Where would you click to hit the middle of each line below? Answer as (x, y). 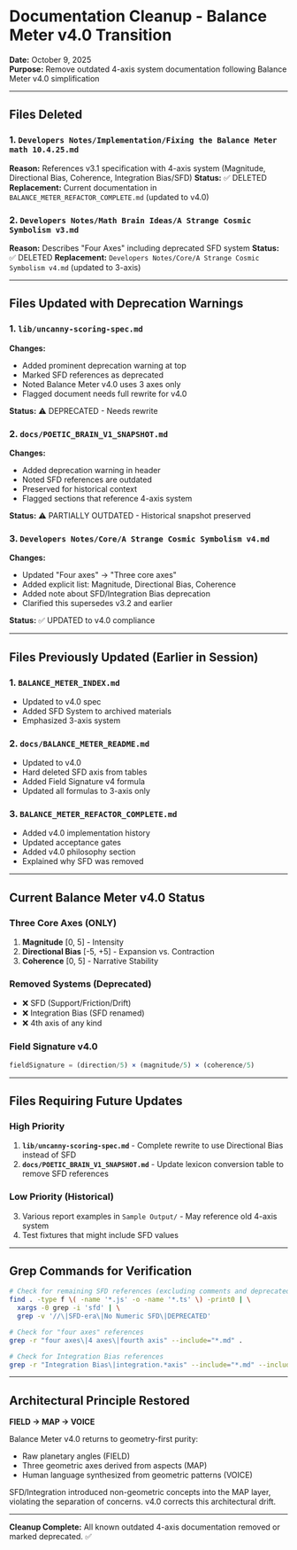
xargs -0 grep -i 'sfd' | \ (69, 1308)
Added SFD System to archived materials (97, 711)
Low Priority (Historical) (62, 1196)
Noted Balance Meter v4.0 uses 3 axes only (101, 384)
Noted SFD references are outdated (87, 479)
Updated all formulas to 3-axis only (86, 791)
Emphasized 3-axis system (71, 720)
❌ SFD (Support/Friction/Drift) (76, 1003)
